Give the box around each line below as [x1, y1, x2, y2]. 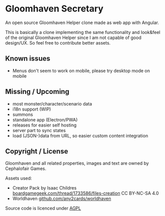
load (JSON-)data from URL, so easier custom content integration [12, 132, 148, 138]
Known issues [5, 54, 51, 63]
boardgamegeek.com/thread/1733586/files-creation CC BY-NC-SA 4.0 [12, 190, 159, 196]
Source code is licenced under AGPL [5, 205, 81, 211]
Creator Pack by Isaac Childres [12, 185, 77, 191]
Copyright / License [5, 147, 69, 155]
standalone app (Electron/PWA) [12, 116, 78, 122]
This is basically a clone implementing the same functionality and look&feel [5, 29, 160, 35]
